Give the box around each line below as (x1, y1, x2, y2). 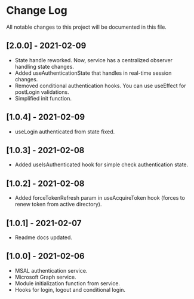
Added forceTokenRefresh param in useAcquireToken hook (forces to (14, 194, 185, 202)
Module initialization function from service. (14, 279, 121, 287)
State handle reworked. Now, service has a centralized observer (14, 56, 173, 63)
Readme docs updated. (14, 234, 73, 241)
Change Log (6, 4, 67, 17)
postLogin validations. (14, 88, 70, 96)
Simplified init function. (14, 94, 72, 102)
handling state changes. (14, 63, 75, 70)
